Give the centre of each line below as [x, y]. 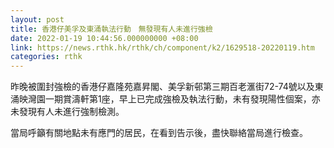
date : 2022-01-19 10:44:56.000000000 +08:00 [104, 38]
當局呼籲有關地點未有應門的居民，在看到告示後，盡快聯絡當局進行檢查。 [159, 133]
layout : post [37, 19]
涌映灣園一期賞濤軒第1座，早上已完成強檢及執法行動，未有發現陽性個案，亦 [165, 99]
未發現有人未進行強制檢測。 [67, 112]
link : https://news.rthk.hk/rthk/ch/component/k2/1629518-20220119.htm [162, 47]
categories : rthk [46, 57]
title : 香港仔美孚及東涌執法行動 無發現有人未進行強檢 [111, 29]
